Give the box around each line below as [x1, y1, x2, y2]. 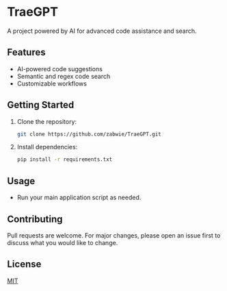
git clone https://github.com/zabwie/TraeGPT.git [16, 131, 162, 138]
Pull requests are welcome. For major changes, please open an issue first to [7, 231, 221, 240]
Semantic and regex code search [16, 72, 111, 80]
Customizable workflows [16, 79, 88, 88]
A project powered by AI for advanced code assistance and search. [7, 27, 197, 35]
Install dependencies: [16, 143, 78, 151]
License [7, 258, 42, 270]
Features [7, 47, 46, 58]
